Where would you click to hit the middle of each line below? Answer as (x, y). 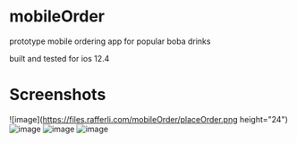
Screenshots (58, 95)
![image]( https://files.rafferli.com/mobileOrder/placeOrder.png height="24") (149, 119)
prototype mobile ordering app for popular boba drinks (110, 41)
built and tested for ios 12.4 (59, 58)
